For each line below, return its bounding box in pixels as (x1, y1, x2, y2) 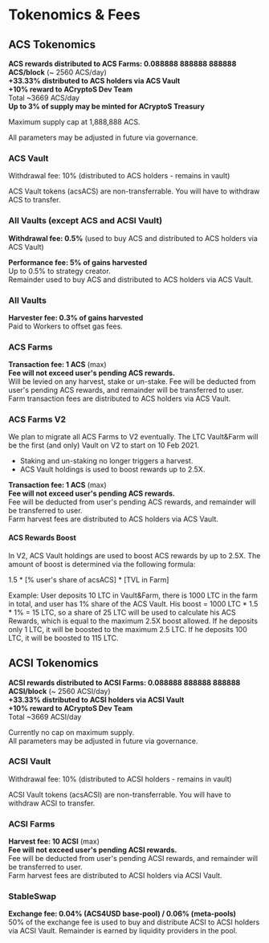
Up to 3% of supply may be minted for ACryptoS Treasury (8, 102, 205, 111)
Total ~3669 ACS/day (8, 93, 80, 102)
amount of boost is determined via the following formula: (8, 559, 196, 569)
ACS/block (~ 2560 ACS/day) (8, 67, 107, 77)
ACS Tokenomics (8, 38, 96, 51)
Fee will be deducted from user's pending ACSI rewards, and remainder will (8, 854, 259, 863)
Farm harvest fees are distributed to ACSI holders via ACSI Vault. (8, 871, 222, 880)
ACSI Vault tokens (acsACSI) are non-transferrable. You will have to (8, 790, 231, 799)
